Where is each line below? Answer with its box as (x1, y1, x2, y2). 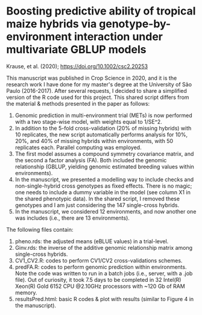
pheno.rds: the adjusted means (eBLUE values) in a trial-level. (14, 237, 169, 245)
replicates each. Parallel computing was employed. (14, 144, 142, 151)
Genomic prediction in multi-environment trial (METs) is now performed (14, 112, 193, 119)
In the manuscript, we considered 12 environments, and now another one (14, 208, 197, 215)
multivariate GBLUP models (6, 43, 147, 57)
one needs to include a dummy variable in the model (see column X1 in (14, 188, 191, 196)
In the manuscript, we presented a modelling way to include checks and (14, 176, 194, 183)
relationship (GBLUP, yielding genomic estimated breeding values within (14, 163, 195, 170)
